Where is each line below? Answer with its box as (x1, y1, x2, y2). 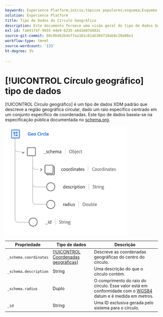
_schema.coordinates (7, 255, 49, 260)
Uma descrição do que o (94, 266, 143, 272)
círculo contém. (94, 271, 125, 277)
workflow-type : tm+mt (5, 39, 49, 44)
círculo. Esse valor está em (94, 283, 148, 289)
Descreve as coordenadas (94, 249, 147, 255)
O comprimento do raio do (94, 278, 147, 284)
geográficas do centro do (94, 254, 145, 260)
